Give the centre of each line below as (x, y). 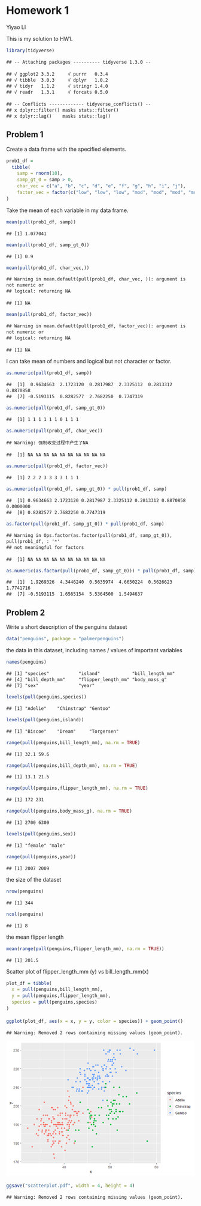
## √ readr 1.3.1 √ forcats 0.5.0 (57, 92)
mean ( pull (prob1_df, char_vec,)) (48, 268)
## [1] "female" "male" (36, 846)
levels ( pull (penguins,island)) (45, 720)
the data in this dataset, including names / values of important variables (94, 650)
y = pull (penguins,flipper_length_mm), (61, 996)
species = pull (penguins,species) (54, 1002)
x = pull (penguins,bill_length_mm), (57, 989)
